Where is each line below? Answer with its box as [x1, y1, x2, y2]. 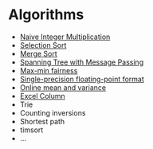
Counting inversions [19, 108, 86, 117]
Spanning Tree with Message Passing [19, 57, 144, 67]
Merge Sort [19, 49, 57, 58]
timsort [19, 125, 44, 135]
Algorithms [8, 6, 84, 24]
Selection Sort [19, 40, 67, 49]
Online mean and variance [19, 82, 106, 92]
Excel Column [19, 91, 65, 100]
